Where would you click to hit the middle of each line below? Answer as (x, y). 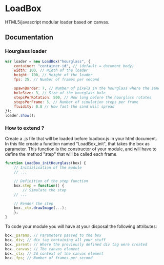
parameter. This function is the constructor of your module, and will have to (81, 149)
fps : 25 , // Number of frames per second (56, 80)
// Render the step (34, 204)
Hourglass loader (26, 51)
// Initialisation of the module (48, 168)
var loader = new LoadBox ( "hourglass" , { (48, 61)
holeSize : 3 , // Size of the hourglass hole (60, 93)
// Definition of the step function (51, 181)
